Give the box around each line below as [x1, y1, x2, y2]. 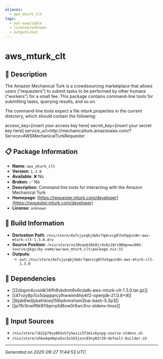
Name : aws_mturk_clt [12, 163, 55, 169]
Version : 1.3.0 [12, 168, 42, 174]
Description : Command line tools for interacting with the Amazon [12, 184, 143, 190]
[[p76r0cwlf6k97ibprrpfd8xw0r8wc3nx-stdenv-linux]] [12, 303, 120, 309]
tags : [5, 16, 16, 21]
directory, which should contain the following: [5, 113, 96, 119]
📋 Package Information [5, 148, 78, 156]
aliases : [5, 7, 23, 12]
